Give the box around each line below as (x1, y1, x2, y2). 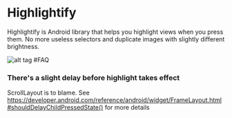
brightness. (7, 42, 40, 50)
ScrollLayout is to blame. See (7, 88, 90, 97)
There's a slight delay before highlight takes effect (7, 72, 180, 82)
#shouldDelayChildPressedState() (7, 104, 104, 112)
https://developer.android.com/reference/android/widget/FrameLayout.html (7, 96, 222, 104)
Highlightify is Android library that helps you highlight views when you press (7, 28, 224, 36)
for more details (104, 104, 150, 112)
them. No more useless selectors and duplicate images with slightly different (7, 35, 225, 43)
